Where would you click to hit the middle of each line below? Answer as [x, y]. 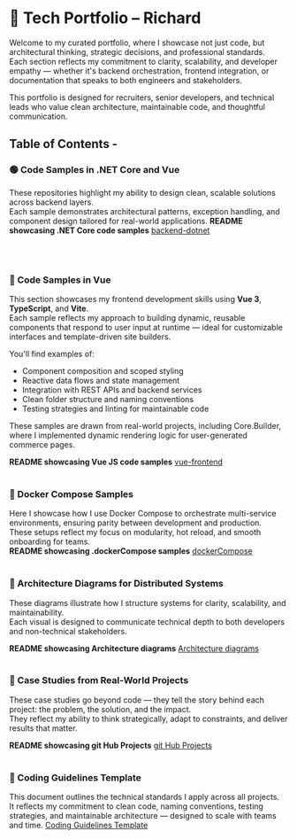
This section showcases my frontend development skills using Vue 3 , [136, 299]
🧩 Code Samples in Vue [60, 280]
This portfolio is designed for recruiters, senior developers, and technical [142, 97]
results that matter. [43, 728]
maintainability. [37, 612]
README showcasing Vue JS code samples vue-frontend [116, 462]
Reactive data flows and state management [101, 380]
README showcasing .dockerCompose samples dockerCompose [131, 551]
